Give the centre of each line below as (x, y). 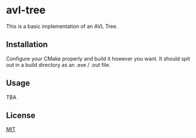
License (21, 115)
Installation (27, 45)
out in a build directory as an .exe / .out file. (58, 65)
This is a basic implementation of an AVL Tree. (62, 26)
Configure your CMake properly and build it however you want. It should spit (98, 58)
